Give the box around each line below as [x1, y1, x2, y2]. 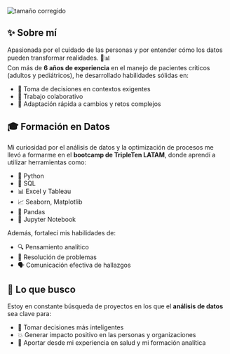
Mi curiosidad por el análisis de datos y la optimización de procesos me [7, 143, 214, 151]
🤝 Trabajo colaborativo [17, 92, 83, 100]
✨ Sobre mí [7, 27, 57, 39]
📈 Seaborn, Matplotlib [17, 197, 83, 206]
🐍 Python [17, 171, 44, 180]
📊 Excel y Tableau [17, 187, 72, 195]
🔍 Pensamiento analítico [17, 242, 89, 251]
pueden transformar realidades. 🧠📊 [7, 53, 111, 62]
